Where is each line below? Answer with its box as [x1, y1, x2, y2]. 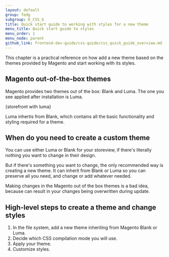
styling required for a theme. [5, 119, 65, 125]
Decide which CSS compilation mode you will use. [12, 235, 118, 242]
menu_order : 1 [5, 31, 36, 36]
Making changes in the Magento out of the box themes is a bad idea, [5, 183, 149, 189]
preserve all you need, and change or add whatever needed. [5, 173, 132, 179]
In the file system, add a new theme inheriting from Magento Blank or [12, 224, 157, 231]
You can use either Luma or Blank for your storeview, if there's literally [5, 147, 152, 153]
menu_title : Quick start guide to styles [5, 26, 94, 32]
